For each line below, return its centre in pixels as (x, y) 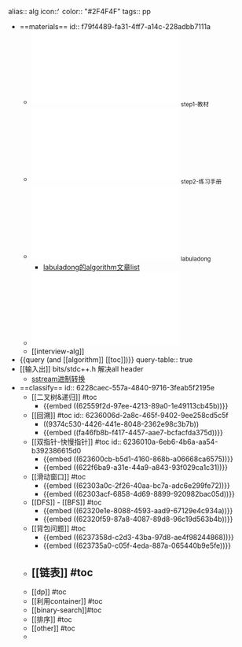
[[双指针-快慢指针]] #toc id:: (76, 442)
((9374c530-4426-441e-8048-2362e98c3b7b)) (121, 424)
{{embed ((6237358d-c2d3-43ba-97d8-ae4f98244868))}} (138, 538)
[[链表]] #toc (62, 573)
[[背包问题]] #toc (59, 529)
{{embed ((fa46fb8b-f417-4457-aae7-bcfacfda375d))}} (133, 433)
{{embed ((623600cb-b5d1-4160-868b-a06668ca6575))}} (138, 459)
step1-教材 (195, 104)
